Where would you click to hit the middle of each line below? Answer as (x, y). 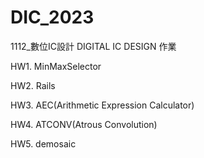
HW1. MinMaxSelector (56, 66)
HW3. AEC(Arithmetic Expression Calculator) (102, 105)
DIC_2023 (52, 17)
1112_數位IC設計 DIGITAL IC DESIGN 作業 (93, 46)
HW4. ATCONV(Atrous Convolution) (84, 124)
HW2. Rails (33, 85)
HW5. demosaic (43, 143)
